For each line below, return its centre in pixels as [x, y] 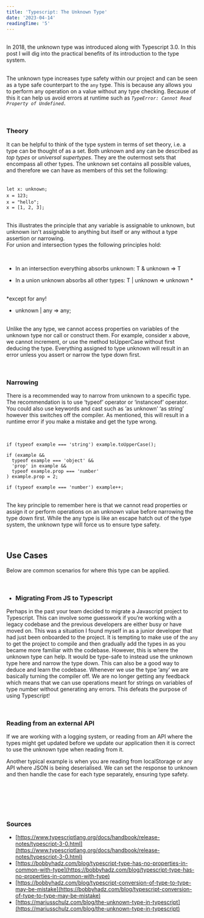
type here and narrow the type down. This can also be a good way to [93, 663]
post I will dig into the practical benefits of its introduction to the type [93, 54]
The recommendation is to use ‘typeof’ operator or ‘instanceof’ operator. [97, 402]
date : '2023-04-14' [31, 18]
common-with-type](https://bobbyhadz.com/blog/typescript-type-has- [105, 870]
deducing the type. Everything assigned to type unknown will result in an [98, 348]
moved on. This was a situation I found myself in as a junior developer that [100, 631]
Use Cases [27, 556]
